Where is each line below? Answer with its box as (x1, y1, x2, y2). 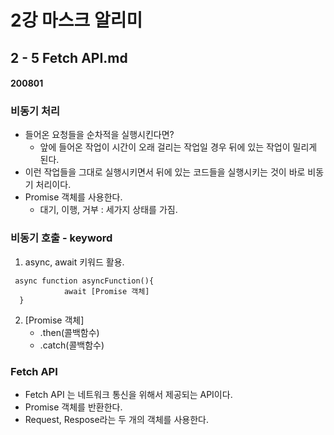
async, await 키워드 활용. (24, 256, 125, 268)
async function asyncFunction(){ (14, 276, 155, 286)
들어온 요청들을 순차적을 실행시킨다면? (24, 129, 175, 141)
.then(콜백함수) (39, 326, 100, 338)
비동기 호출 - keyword (10, 231, 113, 245)
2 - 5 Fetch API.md (10, 49, 128, 66)
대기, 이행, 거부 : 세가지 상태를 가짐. (39, 204, 178, 216)
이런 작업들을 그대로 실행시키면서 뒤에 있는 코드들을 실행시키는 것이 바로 (24, 166, 306, 178)
